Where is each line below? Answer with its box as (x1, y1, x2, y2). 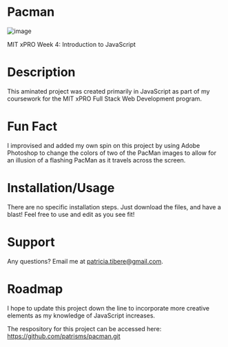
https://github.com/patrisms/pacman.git (7, 332, 121, 340)
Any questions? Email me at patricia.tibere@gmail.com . (7, 257, 163, 265)
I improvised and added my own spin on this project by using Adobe (7, 141, 200, 149)
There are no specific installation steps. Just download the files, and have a (7, 202, 222, 211)
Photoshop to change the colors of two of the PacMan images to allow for (7, 149, 217, 157)
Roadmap (7, 281, 63, 297)
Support (7, 234, 55, 250)
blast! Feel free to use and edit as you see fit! (7, 210, 135, 218)
